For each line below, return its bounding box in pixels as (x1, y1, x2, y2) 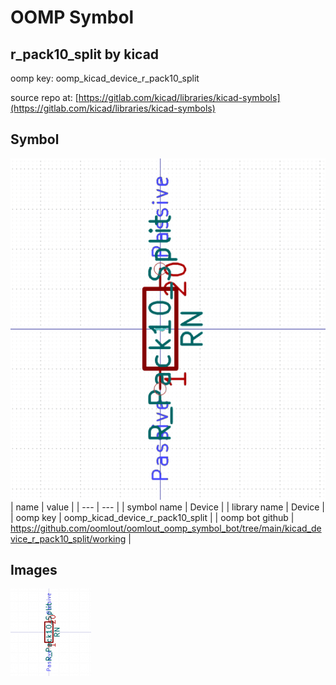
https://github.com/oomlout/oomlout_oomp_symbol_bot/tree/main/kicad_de (10, 522, 322, 534)
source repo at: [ (10, 92, 79, 103)
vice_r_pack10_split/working (10, 532, 127, 545)
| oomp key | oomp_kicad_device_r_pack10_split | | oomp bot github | (10, 511, 295, 523)
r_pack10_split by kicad (10, 46, 160, 63)
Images (10, 562, 58, 579)
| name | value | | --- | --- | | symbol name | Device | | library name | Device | (10, 501, 325, 513)
